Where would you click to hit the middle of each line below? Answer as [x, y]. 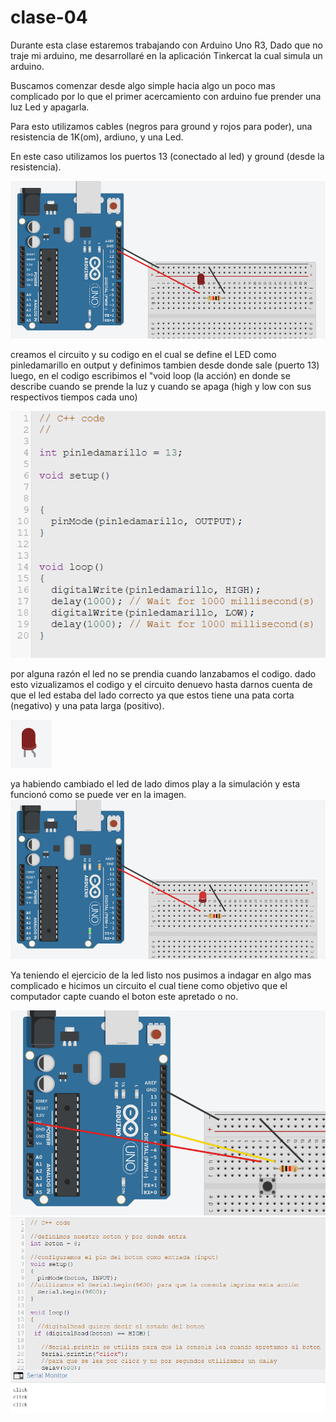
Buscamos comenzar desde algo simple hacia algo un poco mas [143, 85]
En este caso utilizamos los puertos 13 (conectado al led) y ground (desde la [167, 156]
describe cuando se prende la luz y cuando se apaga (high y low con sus [161, 386]
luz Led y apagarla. [50, 107]
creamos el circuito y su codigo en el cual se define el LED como [143, 354]
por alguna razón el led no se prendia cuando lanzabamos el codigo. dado [163, 673]
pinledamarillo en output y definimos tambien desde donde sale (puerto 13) [165, 365]
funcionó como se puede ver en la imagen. [98, 794]
